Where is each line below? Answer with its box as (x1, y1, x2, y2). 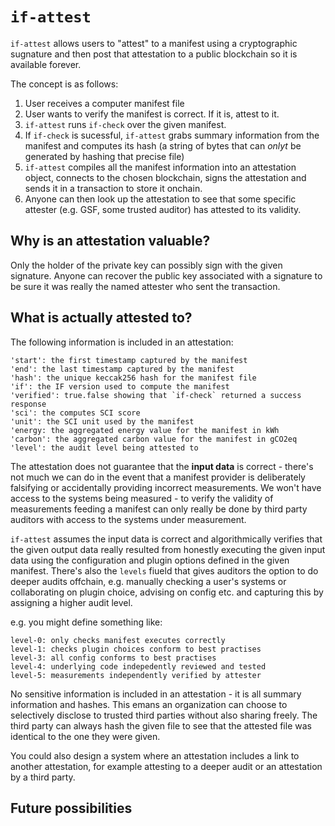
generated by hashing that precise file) (24, 150, 185, 162)
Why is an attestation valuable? (10, 233, 211, 250)
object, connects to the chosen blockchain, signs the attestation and (24, 171, 307, 183)
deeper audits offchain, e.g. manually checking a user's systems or (10, 575, 287, 587)
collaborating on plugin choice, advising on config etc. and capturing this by (10, 586, 324, 598)
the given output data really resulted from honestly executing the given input (10, 543, 326, 555)
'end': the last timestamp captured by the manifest (10, 364, 235, 374)
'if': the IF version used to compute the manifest (10, 381, 230, 392)
